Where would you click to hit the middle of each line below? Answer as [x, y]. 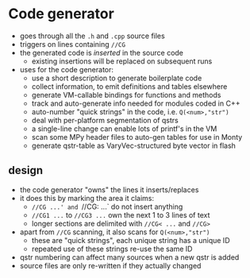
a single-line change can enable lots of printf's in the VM [124, 129]
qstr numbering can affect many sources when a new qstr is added [129, 257]
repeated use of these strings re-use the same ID [112, 249]
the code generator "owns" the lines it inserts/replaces [109, 189]
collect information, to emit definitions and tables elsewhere [129, 86]
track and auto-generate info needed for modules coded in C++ [136, 103]
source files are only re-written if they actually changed [110, 265]
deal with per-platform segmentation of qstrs [105, 120]
